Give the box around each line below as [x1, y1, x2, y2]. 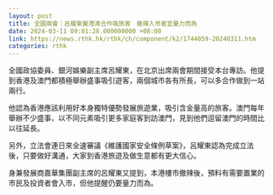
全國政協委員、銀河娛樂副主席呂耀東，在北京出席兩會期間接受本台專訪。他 [8, 66, 258, 76]
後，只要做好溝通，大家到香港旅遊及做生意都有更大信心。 [8, 151, 201, 161]
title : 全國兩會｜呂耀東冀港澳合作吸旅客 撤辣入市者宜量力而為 [8, 19, 197, 28]
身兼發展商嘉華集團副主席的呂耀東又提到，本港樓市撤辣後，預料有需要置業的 [8, 168, 265, 178]
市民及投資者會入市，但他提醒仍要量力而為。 [8, 178, 158, 188]
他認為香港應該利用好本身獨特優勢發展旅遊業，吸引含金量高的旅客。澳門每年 [8, 103, 265, 113]
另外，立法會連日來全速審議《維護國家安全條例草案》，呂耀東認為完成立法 [8, 141, 254, 150]
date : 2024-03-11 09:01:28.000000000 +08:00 [8, 27, 162, 35]
